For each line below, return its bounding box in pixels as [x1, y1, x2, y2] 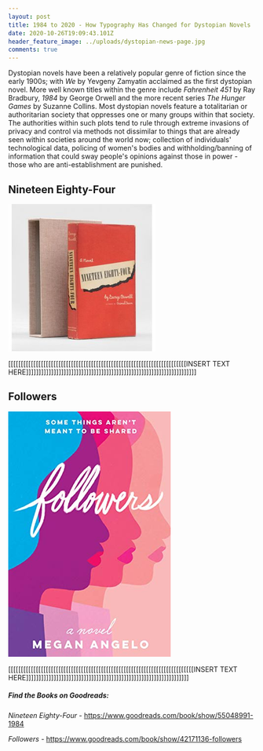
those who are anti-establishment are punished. [8, 160, 163, 170]
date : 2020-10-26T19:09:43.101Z [8, 29, 114, 37]
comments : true [8, 46, 58, 54]
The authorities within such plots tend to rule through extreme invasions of [8, 118, 250, 128]
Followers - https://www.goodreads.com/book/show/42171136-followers [8, 734, 242, 743]
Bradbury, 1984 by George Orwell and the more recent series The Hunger [8, 93, 246, 103]
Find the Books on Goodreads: [8, 691, 109, 700]
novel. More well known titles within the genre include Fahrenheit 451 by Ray [8, 85, 256, 94]
